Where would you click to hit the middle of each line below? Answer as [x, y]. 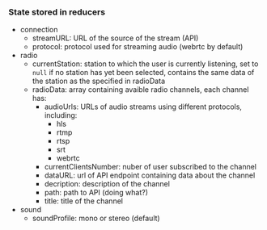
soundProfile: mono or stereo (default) [96, 218]
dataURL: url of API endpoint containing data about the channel [150, 175]
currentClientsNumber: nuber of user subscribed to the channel [150, 167]
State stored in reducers [57, 12]
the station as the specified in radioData [99, 81]
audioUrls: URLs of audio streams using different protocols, [143, 107]
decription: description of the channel [107, 184]
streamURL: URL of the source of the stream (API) [115, 38]
